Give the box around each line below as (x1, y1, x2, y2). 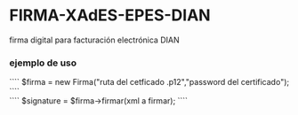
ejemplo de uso (9, 57, 77, 69)
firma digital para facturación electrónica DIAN (9, 34, 180, 45)
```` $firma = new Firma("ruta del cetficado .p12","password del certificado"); (9, 77, 290, 88)
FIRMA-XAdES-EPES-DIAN (9, 5, 211, 26)
